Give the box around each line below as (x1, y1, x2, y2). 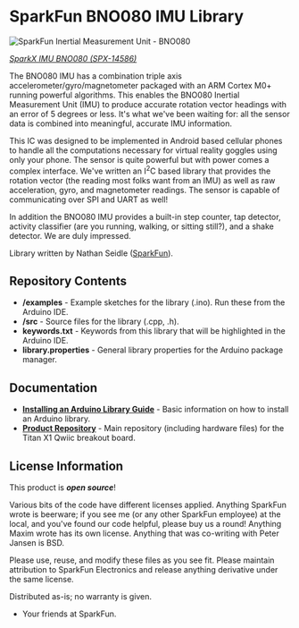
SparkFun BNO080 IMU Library (9, 6, 244, 27)
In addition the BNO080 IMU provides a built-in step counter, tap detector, (9, 211, 281, 222)
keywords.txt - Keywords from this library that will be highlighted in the (21, 326, 286, 336)
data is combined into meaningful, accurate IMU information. (9, 118, 233, 129)
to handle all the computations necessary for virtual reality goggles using (9, 145, 278, 156)
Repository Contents (9, 273, 128, 288)
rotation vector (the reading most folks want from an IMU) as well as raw (9, 174, 276, 185)
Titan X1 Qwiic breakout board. (21, 432, 136, 444)
